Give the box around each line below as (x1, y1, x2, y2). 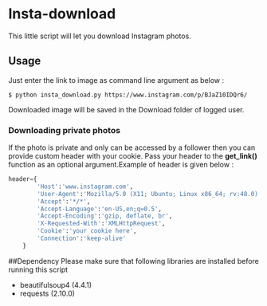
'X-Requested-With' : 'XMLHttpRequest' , (37, 220, 166, 228)
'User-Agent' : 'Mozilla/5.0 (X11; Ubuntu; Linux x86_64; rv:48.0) (37, 190, 259, 198)
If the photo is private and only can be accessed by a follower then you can (8, 143, 256, 152)
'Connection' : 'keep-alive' (37, 234, 127, 243)
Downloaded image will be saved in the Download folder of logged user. (8, 104, 245, 114)
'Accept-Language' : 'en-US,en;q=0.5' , (37, 205, 162, 213)
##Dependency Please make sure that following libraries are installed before (8, 256, 259, 265)
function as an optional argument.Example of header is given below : (8, 160, 234, 170)
